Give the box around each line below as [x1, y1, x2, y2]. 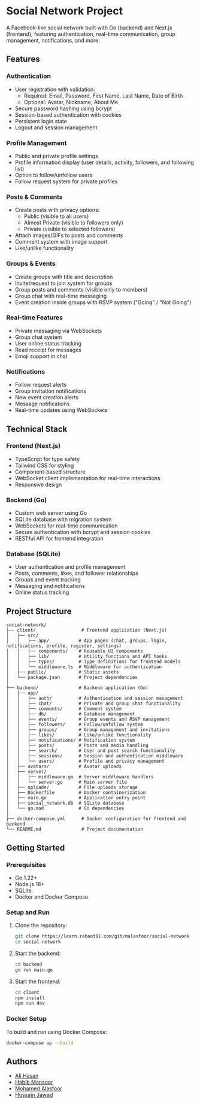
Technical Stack [6, 424, 68, 434]
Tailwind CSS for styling [14, 462, 74, 469]
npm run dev [14, 1000, 45, 1006]
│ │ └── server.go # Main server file [6, 780, 128, 785]
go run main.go [14, 967, 53, 973]
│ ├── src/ [6, 633, 39, 639]
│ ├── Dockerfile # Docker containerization [6, 790, 146, 796]
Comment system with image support [14, 238, 108, 245]
